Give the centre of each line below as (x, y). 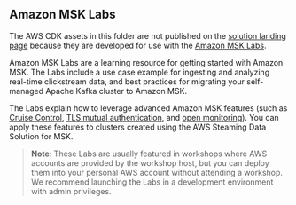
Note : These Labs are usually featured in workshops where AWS (149, 154)
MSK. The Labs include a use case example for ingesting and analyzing (140, 72)
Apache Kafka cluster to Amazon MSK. (117, 91)
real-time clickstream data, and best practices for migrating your (127, 81)
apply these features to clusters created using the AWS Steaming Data (138, 127)
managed (27, 91)
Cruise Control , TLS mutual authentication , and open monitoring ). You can (144, 117)
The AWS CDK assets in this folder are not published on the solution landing (148, 35)
